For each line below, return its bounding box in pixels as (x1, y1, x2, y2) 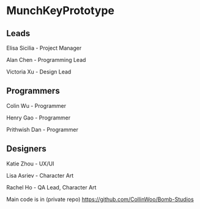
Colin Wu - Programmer (6, 102, 67, 109)
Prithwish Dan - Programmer (6, 126, 78, 133)
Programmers (6, 86, 60, 96)
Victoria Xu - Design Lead (6, 68, 72, 75)
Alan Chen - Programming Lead (6, 56, 86, 63)
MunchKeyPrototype (6, 4, 115, 18)
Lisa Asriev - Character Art (6, 172, 74, 179)
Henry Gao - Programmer (6, 114, 71, 121)
